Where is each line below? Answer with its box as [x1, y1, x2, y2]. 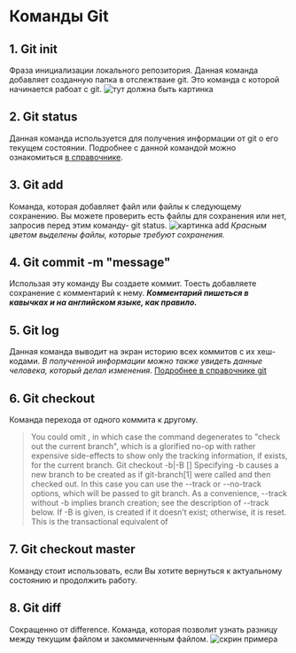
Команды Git [9, 6, 109, 27]
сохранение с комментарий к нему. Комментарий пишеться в [9, 288, 249, 299]
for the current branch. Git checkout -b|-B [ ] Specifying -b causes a [30, 460, 279, 470]
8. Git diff [9, 601, 62, 616]
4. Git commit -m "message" [9, 255, 171, 270]
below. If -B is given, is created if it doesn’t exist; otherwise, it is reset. [30, 507, 287, 517]
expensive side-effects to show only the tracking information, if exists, [30, 450, 288, 462]
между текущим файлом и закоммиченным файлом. [9, 634, 209, 644]
